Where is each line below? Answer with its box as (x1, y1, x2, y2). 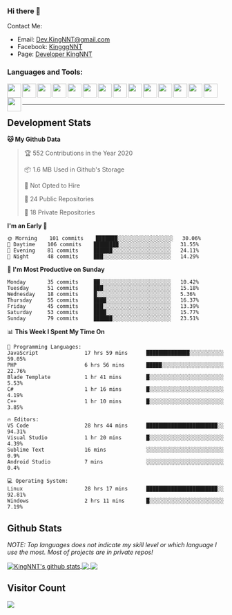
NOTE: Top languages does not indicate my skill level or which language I (7, 541, 217, 549)
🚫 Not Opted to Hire (23, 181, 81, 190)
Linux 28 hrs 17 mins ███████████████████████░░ (7, 486, 224, 493)
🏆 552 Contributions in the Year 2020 (23, 149, 133, 158)
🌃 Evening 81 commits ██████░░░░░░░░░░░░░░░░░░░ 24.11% (7, 247, 199, 255)
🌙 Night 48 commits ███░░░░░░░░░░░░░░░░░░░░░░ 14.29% (7, 253, 199, 260)
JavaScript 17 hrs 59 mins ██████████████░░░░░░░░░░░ (7, 349, 224, 357)
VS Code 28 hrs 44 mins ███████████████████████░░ (7, 422, 224, 430)
